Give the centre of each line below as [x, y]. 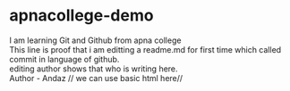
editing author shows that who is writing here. [94, 69]
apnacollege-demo [81, 16]
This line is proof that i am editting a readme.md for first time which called [145, 49]
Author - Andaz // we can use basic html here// [96, 78]
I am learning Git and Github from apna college [95, 40]
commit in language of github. [64, 59]
